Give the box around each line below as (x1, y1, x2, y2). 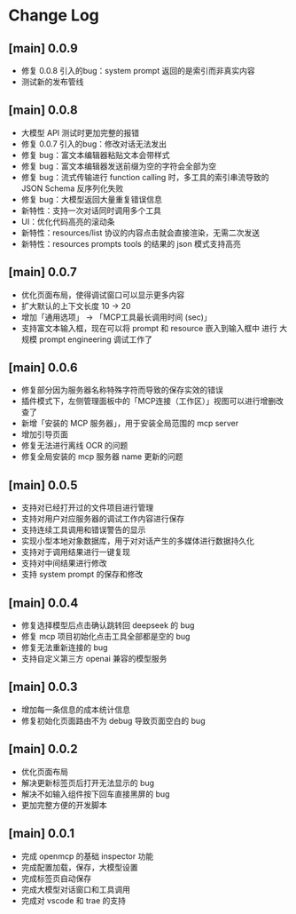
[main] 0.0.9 (8, 41, 79, 56)
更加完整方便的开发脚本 (20, 799, 107, 810)
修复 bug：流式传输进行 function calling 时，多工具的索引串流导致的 (20, 171, 269, 182)
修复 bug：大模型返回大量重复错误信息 (20, 194, 163, 204)
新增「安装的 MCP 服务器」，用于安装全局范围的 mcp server (20, 418, 239, 429)
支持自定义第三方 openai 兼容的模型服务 (20, 654, 167, 664)
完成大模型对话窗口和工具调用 (20, 884, 130, 894)
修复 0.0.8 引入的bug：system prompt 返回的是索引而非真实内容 (20, 66, 255, 76)
